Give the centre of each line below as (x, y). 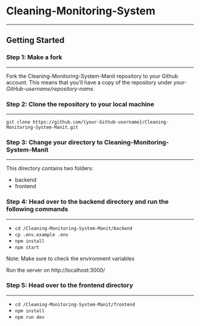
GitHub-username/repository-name (50, 88)
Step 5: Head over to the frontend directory (70, 285)
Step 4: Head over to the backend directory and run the (87, 202)
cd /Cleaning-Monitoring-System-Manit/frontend (75, 305)
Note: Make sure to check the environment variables (71, 259)
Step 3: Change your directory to (54, 142)
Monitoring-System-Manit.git (42, 127)
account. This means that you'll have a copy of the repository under (89, 82)
